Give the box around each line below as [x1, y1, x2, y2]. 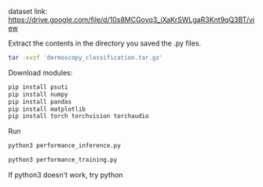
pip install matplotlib [8, 105, 86, 113]
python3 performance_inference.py [8, 141, 122, 150]
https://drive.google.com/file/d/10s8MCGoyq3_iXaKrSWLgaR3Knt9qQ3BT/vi [8, 15, 255, 24]
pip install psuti [8, 82, 68, 91]
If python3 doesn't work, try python [8, 170, 123, 179]
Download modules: [8, 68, 73, 77]
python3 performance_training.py [8, 156, 118, 164]
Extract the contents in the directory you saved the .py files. [8, 38, 202, 48]
